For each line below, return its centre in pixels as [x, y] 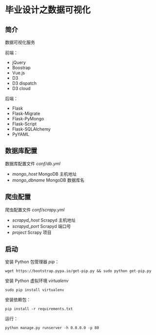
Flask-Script [24, 124]
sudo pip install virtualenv [35, 290]
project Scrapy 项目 [32, 232]
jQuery [19, 62]
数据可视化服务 [20, 42]
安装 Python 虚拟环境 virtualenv [37, 281]
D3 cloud [21, 88]
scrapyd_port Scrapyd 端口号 [41, 226]
